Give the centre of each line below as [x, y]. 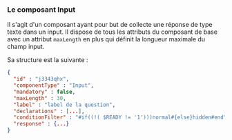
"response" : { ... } [41, 124]
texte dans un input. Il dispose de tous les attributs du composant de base [112, 32]
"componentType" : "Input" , [54, 86]
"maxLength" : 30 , [40, 98]
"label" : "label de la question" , [65, 105]
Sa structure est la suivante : [48, 60]
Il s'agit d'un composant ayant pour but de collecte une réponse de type [110, 25]
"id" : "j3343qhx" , [41, 79]
